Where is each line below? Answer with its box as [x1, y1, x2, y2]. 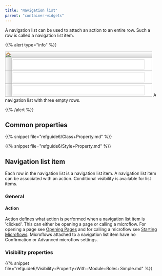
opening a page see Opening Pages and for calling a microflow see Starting [5, 227, 157, 232]
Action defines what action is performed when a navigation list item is [5, 216, 145, 222]
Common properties [5, 120, 68, 129]
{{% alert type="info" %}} [5, 42, 57, 47]
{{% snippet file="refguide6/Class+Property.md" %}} [5, 134, 112, 139]
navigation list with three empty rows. [5, 97, 81, 103]
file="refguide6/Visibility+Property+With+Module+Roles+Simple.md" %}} [5, 265, 153, 271]
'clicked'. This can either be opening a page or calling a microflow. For [5, 221, 146, 227]
